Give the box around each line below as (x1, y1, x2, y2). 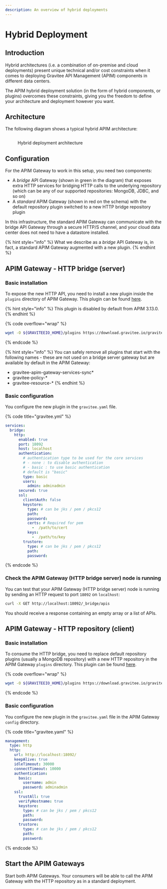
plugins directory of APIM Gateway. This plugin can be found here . (5, 296, 143, 302)
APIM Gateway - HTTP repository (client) (5, 625, 135, 633)
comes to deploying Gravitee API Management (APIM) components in (5, 72, 148, 78)
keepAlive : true (14, 757, 48, 762)
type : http (9, 743, 32, 748)
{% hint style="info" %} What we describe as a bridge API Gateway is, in (5, 239, 154, 245)
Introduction (5, 48, 45, 57)
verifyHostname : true (18, 799, 64, 804)
